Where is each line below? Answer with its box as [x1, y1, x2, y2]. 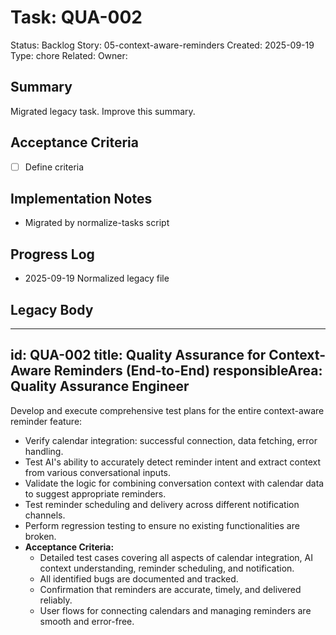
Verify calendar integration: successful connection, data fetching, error [24, 434, 318, 446]
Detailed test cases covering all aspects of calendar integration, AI [39, 551, 313, 563]
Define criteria [24, 161, 85, 173]
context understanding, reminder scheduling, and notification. [39, 562, 295, 574]
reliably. [39, 594, 73, 606]
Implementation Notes [10, 191, 153, 208]
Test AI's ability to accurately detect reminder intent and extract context [24, 456, 321, 468]
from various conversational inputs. [24, 466, 172, 478]
